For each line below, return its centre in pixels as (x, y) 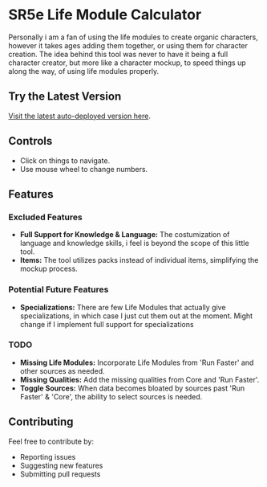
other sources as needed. (63, 370)
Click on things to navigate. (65, 160)
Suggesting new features (61, 465)
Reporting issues (48, 456)
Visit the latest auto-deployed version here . (79, 116)
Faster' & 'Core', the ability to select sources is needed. (111, 396)
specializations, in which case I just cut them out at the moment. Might (136, 316)
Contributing (41, 422)
